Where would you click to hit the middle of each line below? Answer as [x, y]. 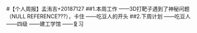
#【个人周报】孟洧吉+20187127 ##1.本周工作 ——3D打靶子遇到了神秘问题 [98, 9]
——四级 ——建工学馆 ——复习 [45, 24]
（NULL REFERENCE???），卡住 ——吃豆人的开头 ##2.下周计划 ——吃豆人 [98, 16]
